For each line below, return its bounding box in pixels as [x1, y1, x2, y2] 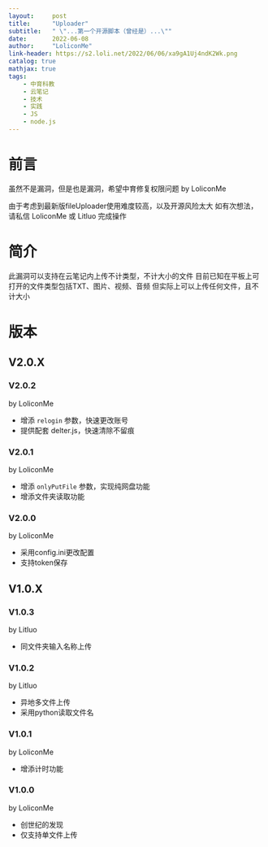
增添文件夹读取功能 [19, 491, 85, 501]
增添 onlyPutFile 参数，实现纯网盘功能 [19, 481, 150, 491]
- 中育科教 [23, 80, 55, 88]
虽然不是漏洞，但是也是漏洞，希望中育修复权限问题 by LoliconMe [8, 184, 227, 193]
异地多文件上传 [19, 697, 71, 707]
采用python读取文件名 [19, 708, 94, 718]
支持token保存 [19, 558, 68, 567]
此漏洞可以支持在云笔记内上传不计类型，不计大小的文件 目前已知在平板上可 [8, 271, 260, 280]
